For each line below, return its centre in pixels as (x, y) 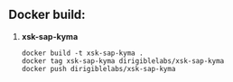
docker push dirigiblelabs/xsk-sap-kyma (98, 68)
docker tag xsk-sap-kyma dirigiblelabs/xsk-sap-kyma (123, 61)
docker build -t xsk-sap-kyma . (82, 53)
